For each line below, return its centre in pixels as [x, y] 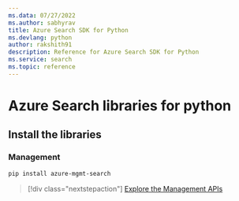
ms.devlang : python [40, 37]
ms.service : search [40, 60]
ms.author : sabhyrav [42, 23]
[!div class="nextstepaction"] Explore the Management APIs [125, 188]
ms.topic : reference [42, 67]
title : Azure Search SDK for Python [68, 30]
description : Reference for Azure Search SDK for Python [104, 52]
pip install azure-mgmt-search [60, 173]
